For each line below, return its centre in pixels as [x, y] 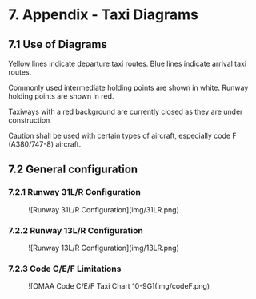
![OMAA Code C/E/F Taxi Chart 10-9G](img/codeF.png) [119, 286]
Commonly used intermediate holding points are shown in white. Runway [128, 87]
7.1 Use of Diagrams [58, 44]
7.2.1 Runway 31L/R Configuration [75, 192]
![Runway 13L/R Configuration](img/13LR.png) [104, 248]
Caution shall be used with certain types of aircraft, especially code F [123, 135]
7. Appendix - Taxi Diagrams [103, 15]
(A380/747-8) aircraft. [45, 144]
